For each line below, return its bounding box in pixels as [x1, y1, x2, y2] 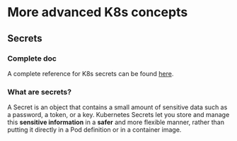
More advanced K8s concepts [7, 4, 188, 20]
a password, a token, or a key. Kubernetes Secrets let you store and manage [7, 111, 230, 119]
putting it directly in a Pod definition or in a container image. [7, 125, 182, 134]
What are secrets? [7, 87, 72, 97]
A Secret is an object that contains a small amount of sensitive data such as [7, 103, 228, 111]
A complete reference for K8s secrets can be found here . [7, 69, 174, 78]
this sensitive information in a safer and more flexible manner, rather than [7, 118, 225, 127]
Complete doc [7, 54, 57, 63]
